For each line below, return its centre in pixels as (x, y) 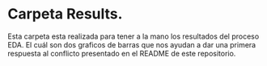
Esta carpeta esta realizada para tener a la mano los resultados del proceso (133, 36)
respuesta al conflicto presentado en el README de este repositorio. (122, 53)
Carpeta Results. (65, 14)
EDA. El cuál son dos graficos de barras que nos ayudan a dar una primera (132, 44)
